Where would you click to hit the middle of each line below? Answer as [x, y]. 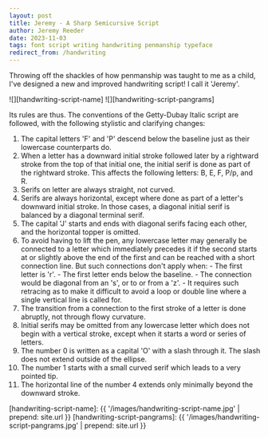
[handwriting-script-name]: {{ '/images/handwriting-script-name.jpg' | [124, 408]
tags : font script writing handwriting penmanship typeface [111, 45]
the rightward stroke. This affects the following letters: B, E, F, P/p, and [137, 173]
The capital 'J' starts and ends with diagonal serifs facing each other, [134, 223]
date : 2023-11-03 [38, 38]
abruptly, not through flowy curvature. [83, 317]
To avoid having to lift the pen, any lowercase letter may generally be [134, 241]
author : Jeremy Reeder [47, 30]
